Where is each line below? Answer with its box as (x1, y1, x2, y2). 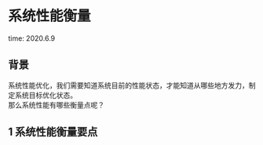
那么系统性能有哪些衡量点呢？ (8, 100, 104, 110)
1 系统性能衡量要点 (8, 125, 98, 139)
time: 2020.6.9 (8, 33, 56, 43)
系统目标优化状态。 (14, 90, 77, 100)
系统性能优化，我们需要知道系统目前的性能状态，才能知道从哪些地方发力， (8, 80, 249, 90)
